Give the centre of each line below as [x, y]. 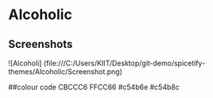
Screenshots [41, 44]
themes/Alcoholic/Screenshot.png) [66, 72]
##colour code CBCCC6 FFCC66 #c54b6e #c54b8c [94, 87]
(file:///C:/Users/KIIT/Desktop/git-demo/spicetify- [124, 63]
